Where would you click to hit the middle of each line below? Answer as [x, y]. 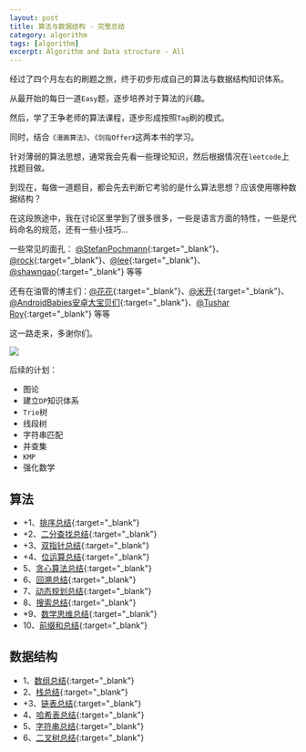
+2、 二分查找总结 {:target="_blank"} [90, 534]
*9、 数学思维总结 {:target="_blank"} [90, 613]
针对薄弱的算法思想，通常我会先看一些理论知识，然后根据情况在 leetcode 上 [149, 157]
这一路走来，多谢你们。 [53, 333]
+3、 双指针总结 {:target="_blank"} [86, 545]
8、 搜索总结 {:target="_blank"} [79, 602]
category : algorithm [49, 35]
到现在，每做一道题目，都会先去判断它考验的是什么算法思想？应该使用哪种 [149, 187]
